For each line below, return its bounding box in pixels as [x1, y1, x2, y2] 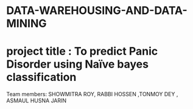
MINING [6, 16, 47, 30]
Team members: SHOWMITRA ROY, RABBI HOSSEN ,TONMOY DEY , [6, 91, 178, 98]
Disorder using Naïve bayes [6, 57, 149, 71]
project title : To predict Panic [6, 44, 158, 58]
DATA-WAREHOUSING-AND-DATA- [6, 4, 188, 18]
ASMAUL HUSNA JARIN [6, 97, 67, 104]
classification [6, 71, 77, 84]
